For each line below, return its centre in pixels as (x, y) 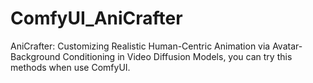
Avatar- (287, 46)
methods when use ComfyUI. (70, 67)
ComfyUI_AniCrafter (96, 18)
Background (35, 56)
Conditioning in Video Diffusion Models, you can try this (177, 56)
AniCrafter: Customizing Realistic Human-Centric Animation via (140, 46)
